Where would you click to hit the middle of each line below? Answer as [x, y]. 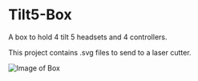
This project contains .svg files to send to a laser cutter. [100, 52]
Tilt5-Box [40, 15]
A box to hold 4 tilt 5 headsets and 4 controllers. [88, 37]
